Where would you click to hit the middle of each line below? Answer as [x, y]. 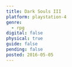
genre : [14, 22]
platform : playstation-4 [36, 17]
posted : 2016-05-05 [30, 55]
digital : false [25, 33]
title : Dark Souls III [34, 11]
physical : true [25, 38]
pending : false [25, 50]
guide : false [22, 44]
